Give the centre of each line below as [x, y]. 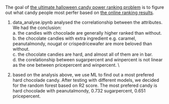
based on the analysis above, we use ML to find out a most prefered [83, 75]
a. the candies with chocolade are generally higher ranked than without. [87, 33]
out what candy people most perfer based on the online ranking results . [80, 13]
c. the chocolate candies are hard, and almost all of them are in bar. [82, 54]
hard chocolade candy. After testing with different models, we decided [86, 80]
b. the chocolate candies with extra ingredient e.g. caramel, [74, 38]
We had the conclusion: [37, 28]
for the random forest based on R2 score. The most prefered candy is [85, 85]
